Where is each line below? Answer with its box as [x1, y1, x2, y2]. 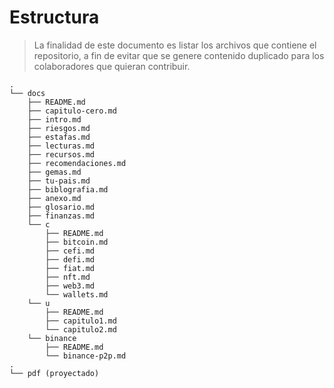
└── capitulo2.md [45, 324, 117, 335]
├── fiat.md [45, 263, 96, 273]
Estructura [9, 6, 100, 29]
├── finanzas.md [27, 211, 96, 221]
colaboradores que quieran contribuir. [33, 60, 191, 72]
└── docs [9, 88, 46, 98]
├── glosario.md [27, 202, 96, 212]
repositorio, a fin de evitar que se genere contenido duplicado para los [33, 49, 325, 61]
